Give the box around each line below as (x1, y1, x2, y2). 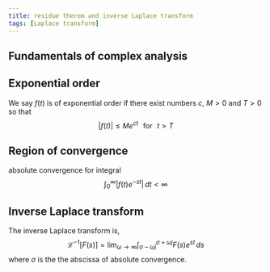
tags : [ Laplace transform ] (8, 19, 99, 27)
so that (8, 107, 32, 116)
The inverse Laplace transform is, (8, 226, 120, 236)
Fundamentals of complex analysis (8, 49, 188, 63)
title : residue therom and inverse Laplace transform (8, 11, 194, 20)
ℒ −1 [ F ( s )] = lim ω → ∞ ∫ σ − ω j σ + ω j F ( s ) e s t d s (67, 239, 205, 251)
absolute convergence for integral (8, 165, 121, 175)
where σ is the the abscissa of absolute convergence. (8, 254, 188, 264)
